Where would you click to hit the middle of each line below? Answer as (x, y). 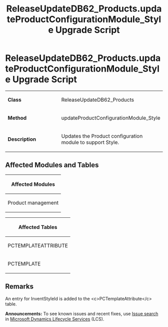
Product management (33, 202)
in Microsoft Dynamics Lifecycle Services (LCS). (55, 319)
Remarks (19, 287)
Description (22, 139)
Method (17, 118)
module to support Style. (90, 142)
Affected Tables (38, 227)
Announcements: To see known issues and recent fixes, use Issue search (82, 313)
